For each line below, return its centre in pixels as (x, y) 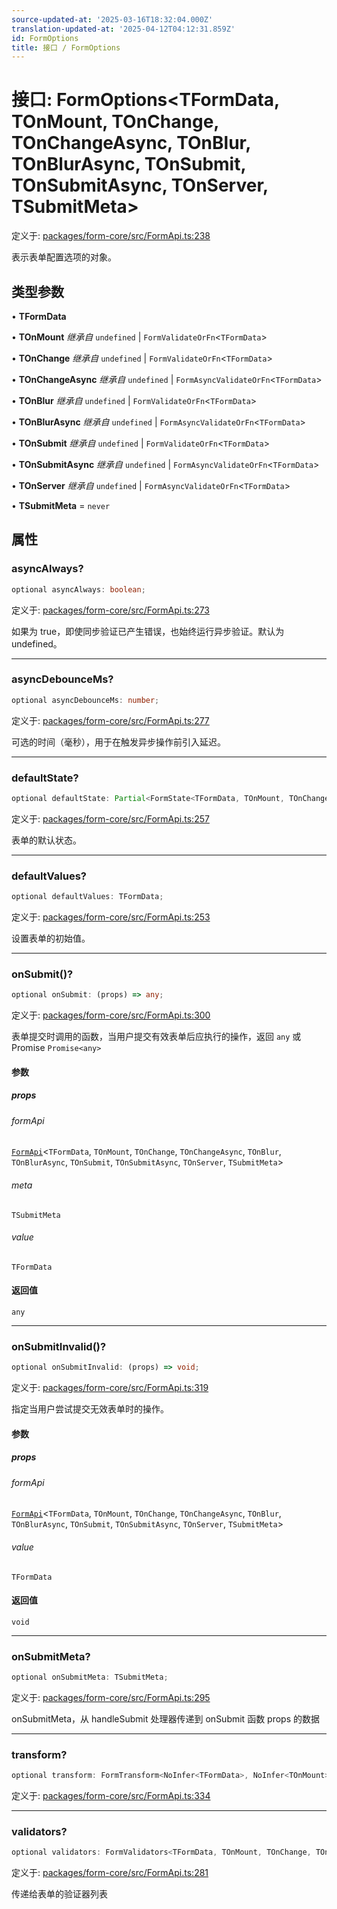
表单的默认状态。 (46, 840)
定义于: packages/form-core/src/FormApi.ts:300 (111, 1015)
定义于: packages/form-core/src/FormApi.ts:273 (111, 610)
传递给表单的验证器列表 (59, 1894)
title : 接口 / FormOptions (66, 47)
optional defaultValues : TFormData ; (87, 897)
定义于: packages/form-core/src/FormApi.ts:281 (110, 1873)
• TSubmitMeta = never (61, 505)
